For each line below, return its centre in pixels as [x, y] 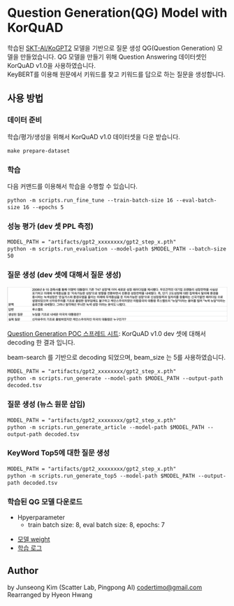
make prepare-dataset [39, 151]
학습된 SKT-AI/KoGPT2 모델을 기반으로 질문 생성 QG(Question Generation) [111, 48]
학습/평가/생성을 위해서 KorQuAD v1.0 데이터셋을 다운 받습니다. [94, 136]
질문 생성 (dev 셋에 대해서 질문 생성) [64, 275]
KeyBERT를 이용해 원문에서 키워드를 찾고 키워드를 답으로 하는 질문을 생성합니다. [116, 74]
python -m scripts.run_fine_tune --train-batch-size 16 [90, 200]
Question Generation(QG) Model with [117, 13]
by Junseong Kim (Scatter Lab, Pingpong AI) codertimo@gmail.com [105, 587]
